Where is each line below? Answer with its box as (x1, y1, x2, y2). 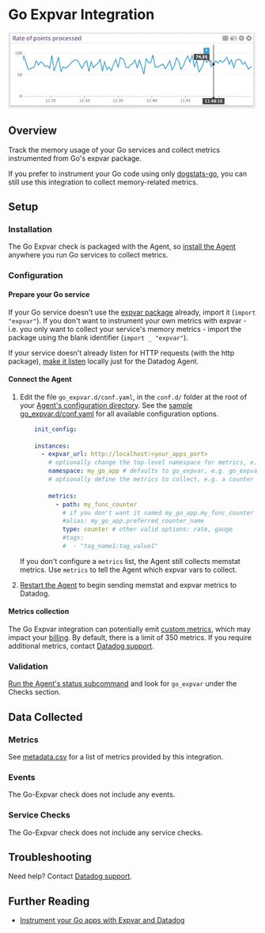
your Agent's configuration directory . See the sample (19, 400, 193, 409)
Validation (8, 661, 49, 672)
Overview (8, 124, 58, 138)
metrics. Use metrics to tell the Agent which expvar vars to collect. (19, 565, 237, 574)
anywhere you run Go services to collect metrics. (8, 250, 168, 260)
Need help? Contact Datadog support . (8, 871, 133, 881)
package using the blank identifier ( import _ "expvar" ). (8, 333, 188, 342)
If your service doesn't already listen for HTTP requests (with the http (8, 348, 235, 357)
